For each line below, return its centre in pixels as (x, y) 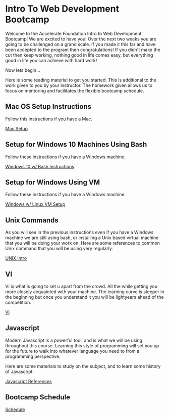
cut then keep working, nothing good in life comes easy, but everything (79, 55)
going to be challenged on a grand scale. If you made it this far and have (80, 44)
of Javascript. (20, 372)
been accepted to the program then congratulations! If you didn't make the (83, 50)
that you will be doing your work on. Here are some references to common (82, 243)
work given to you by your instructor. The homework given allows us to (79, 85)
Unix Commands (32, 220)
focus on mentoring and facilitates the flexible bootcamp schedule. (75, 90)
